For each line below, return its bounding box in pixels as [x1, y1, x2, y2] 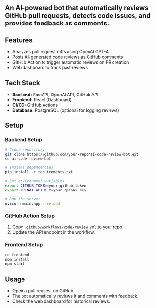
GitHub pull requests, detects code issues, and [5, 12, 151, 20]
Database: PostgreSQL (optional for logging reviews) [12, 107, 119, 113]
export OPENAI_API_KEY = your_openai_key [5, 188, 87, 192]
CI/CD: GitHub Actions [12, 102, 58, 108]
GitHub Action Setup [5, 213, 55, 219]
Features [5, 36, 33, 44]
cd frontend [5, 252, 29, 258]
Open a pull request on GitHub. [12, 288, 75, 294]
